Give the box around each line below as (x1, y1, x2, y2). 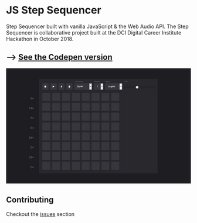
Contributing (6, 195, 54, 205)
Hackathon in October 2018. (6, 35, 74, 42)
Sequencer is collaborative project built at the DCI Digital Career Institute (6, 29, 182, 36)
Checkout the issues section (6, 210, 75, 217)
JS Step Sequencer (6, 4, 101, 17)
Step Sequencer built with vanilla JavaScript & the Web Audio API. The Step (6, 23, 189, 30)
